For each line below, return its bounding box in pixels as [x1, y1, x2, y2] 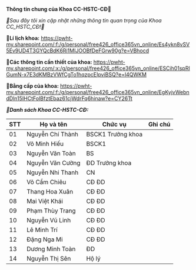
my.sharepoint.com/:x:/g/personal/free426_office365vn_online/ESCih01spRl [6, 65, 190, 72]
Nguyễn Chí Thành [26, 130, 78, 138]
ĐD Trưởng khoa [86, 159, 132, 167]
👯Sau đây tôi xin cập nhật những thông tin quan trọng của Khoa [6, 17, 162, 24]
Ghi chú [148, 121, 171, 128]
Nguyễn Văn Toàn [26, 149, 77, 157]
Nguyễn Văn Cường [26, 159, 81, 167]
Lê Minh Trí [26, 226, 58, 234]
